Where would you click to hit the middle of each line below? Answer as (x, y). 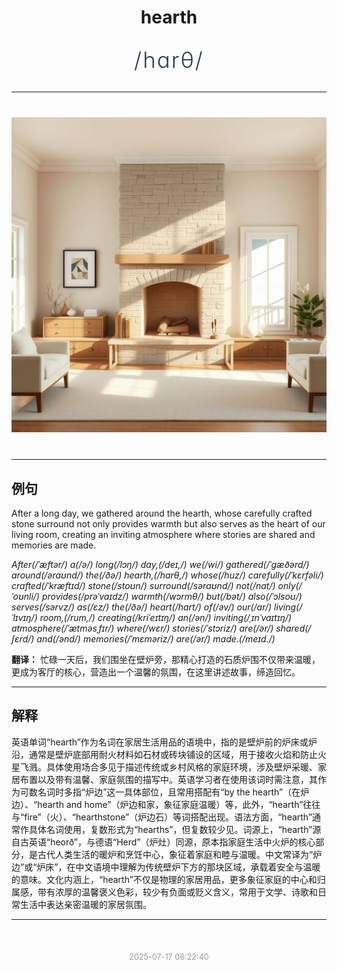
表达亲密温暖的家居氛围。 (98, 904)
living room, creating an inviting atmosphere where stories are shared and (163, 534)
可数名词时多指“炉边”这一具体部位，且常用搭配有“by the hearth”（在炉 (164, 792)
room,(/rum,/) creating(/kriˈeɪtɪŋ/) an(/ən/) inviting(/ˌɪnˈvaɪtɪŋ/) (166, 617)
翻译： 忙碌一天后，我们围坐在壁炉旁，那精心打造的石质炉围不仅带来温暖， (166, 659)
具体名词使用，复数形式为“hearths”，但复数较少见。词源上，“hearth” (170, 829)
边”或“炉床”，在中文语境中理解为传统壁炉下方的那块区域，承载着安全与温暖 (166, 867)
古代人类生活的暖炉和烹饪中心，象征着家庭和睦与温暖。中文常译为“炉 (180, 854)
